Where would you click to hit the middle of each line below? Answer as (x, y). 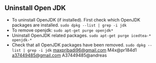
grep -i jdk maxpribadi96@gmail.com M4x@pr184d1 (82, 50)
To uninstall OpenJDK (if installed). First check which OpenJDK (76, 20)
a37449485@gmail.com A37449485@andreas (59, 55)
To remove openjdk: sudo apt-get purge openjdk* (62, 30)
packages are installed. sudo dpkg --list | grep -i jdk (69, 25)
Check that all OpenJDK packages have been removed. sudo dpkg (79, 45)
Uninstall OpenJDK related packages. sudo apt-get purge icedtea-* (81, 35)
